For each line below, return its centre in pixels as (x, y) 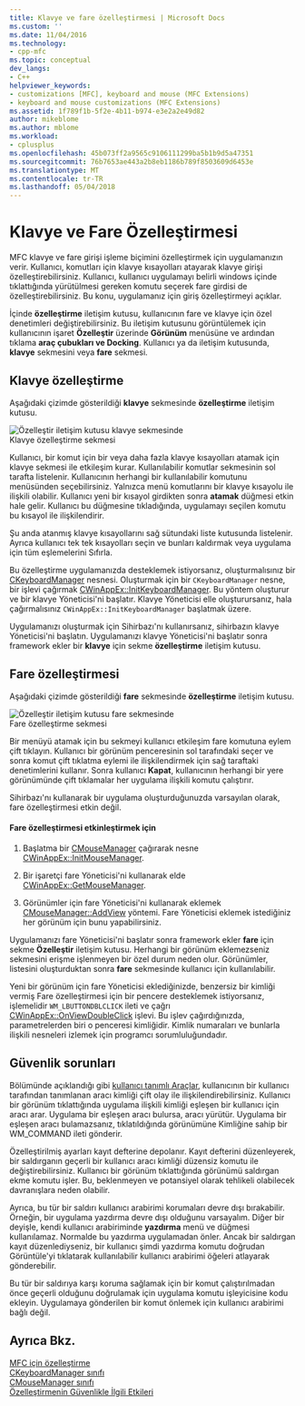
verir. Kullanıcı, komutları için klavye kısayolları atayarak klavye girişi (136, 267)
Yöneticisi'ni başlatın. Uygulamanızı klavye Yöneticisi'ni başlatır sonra (138, 636)
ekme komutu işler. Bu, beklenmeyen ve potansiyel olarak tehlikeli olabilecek (152, 1180)
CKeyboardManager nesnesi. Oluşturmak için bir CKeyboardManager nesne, (148, 580)
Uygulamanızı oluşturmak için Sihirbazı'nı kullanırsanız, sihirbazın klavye (144, 626)
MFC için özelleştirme (50, 1362)
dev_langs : (30, 69)
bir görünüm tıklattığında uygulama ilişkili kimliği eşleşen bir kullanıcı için (144, 1104)
